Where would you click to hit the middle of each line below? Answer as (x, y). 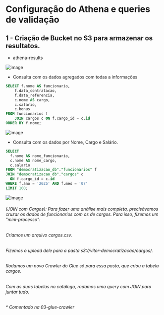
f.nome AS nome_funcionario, (40, 156)
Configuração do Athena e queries (78, 9)
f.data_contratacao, (36, 90)
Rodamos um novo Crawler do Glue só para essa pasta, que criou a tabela (82, 266)
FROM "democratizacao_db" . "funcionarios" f (51, 170)
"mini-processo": (23, 220)
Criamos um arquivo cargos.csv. (39, 235)
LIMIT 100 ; (17, 188)
